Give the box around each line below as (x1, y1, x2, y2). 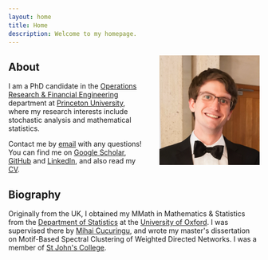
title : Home (8, 21, 48, 30)
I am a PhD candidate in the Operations (8, 81, 137, 91)
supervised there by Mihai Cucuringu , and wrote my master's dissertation (8, 226, 250, 235)
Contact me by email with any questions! (8, 140, 142, 149)
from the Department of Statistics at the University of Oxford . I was (8, 218, 229, 227)
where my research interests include (8, 107, 128, 116)
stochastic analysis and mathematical (8, 116, 132, 125)
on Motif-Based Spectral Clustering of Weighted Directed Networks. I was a (8, 234, 257, 243)
